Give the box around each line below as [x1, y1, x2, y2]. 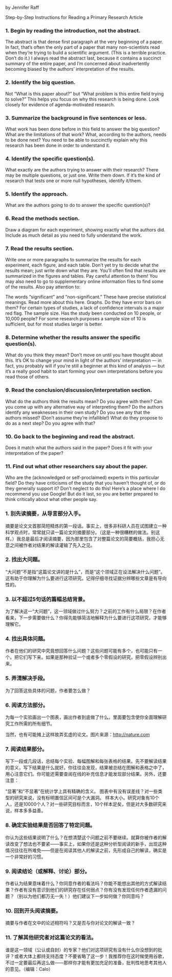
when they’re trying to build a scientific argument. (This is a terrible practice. [5, 50, 167, 56]
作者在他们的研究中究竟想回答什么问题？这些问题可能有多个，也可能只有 [5, 648, 158, 654]
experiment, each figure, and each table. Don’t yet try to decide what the [5, 262, 159, 269]
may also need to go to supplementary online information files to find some [5, 278, 164, 284]
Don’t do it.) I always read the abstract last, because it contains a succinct [5, 55, 161, 61]
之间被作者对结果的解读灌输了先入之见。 [9, 542, 95, 548]
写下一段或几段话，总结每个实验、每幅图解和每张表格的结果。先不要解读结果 [5, 758, 167, 764]
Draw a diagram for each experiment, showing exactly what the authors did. [5, 226, 165, 233]
